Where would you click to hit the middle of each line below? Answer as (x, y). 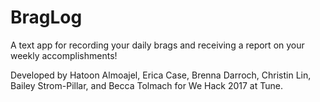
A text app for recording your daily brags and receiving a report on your (157, 45)
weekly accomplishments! (64, 55)
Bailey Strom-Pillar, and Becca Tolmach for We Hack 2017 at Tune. (146, 85)
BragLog (46, 17)
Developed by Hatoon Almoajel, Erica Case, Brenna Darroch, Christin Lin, (161, 75)
